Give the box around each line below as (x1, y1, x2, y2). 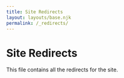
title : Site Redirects (6, 8, 63, 15)
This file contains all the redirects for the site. (6, 66, 119, 73)
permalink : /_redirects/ (6, 20, 69, 26)
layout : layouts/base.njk (6, 15, 71, 21)
